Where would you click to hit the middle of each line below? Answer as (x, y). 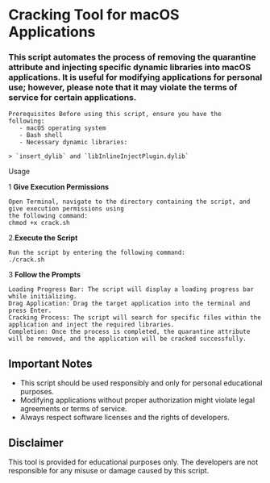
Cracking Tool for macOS (94, 15)
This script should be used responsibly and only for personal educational (141, 383)
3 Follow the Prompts (45, 275)
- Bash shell (41, 135)
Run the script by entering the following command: (97, 253)
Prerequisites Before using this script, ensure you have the (115, 115)
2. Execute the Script (43, 238)
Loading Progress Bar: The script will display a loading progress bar (131, 289)
